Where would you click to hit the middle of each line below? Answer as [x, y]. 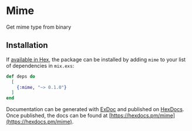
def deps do [21, 76]
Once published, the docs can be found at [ [59, 116]
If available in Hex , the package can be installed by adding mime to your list [96, 59]
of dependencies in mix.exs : [40, 65]
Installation [27, 45]
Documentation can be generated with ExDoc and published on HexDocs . [95, 109]
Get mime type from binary [39, 27]
